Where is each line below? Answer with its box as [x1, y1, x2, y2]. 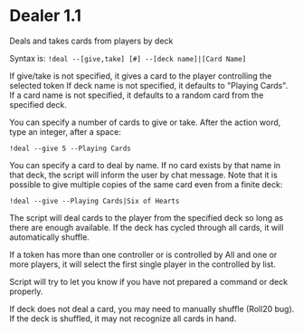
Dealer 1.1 [9, 5, 81, 26]
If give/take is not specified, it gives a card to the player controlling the [9, 70, 272, 81]
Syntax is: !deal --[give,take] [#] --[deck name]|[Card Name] [9, 52, 247, 63]
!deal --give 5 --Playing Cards [9, 144, 131, 153]
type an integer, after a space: [9, 126, 122, 137]
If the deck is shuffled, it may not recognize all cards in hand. [9, 313, 237, 324]
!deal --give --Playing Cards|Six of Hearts [9, 196, 180, 205]
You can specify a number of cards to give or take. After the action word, [9, 117, 281, 128]
